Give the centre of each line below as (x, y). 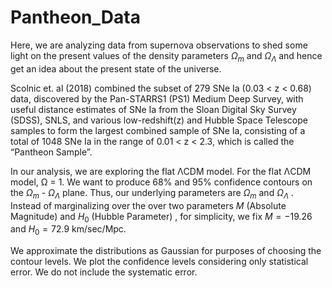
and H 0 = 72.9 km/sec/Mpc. (68, 230)
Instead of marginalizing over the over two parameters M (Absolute (148, 205)
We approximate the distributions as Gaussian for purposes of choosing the (166, 251)
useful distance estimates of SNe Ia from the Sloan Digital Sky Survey (153, 109)
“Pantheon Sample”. (51, 152)
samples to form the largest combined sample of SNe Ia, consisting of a (158, 130)
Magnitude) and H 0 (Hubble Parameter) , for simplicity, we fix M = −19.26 (161, 217)
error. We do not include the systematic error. (104, 272)
